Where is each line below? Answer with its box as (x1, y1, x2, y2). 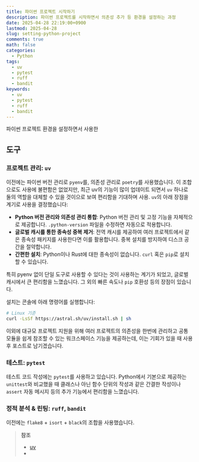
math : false (6, 42, 36, 48)
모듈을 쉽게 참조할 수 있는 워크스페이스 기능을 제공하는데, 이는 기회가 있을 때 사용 (6, 335, 193, 342)
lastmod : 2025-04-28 (6, 25, 58, 32)
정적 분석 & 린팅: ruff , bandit (6, 404, 86, 413)
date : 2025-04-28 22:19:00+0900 (6, 20, 86, 26)
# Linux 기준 (6, 310, 36, 316)
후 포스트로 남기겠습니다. (6, 342, 64, 349)
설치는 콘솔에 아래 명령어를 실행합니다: (6, 298, 95, 305)
